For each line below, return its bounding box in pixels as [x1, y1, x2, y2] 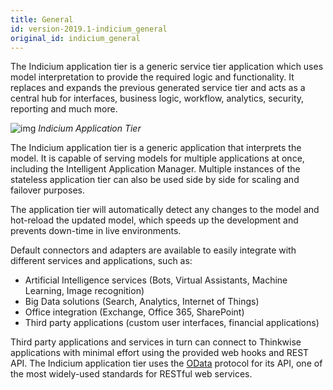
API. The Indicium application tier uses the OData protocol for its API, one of [10, 357, 323, 370]
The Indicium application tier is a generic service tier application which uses [10, 61, 324, 73]
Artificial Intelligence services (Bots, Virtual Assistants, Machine [24, 274, 288, 286]
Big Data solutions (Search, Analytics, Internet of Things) [24, 296, 260, 308]
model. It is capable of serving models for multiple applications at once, [10, 152, 305, 165]
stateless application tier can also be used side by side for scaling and [10, 174, 300, 186]
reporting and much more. [10, 103, 118, 115]
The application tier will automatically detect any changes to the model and [10, 204, 320, 216]
